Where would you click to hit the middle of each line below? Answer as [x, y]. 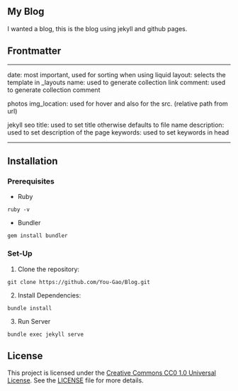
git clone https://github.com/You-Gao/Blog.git [79, 282]
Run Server [34, 321]
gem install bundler [38, 236]
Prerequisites [31, 181]
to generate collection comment [54, 90]
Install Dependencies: [49, 295]
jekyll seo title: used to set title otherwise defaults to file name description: [116, 125]
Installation [33, 161]
